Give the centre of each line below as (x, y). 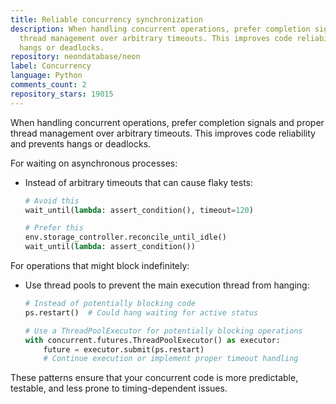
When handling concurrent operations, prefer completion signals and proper (167, 122)
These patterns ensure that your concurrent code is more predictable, (154, 378)
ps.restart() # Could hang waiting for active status (141, 312)
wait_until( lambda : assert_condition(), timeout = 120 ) (139, 210)
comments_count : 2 (48, 85)
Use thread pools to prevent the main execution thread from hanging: (167, 285)
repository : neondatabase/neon (75, 57)
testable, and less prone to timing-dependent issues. (119, 388)
